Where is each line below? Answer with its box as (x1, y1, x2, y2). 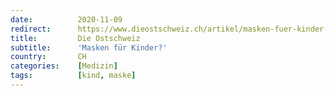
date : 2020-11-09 (10, 14, 123, 25)
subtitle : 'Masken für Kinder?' (10, 42, 168, 53)
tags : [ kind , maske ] (10, 71, 137, 81)
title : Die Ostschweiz (10, 33, 141, 43)
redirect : (10, 24, 52, 34)
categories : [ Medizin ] (10, 61, 118, 71)
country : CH (10, 52, 87, 62)
